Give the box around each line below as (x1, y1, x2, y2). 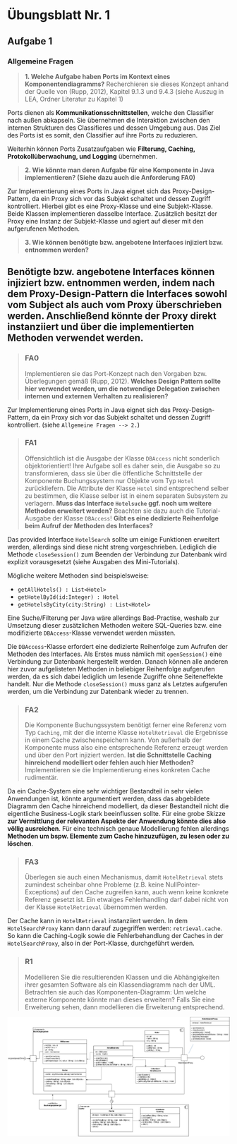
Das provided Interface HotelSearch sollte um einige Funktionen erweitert (7, 535, 220, 543)
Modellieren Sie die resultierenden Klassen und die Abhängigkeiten (24, 973, 220, 981)
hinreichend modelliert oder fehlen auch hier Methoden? (24, 758, 195, 767)
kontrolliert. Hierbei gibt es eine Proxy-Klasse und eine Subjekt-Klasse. (7, 202, 213, 210)
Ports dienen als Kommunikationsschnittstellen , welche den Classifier (7, 108, 214, 116)
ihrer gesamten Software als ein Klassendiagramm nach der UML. (24, 980, 216, 989)
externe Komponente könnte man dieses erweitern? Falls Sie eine (24, 995, 215, 1004)
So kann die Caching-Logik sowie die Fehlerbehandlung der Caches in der (7, 932, 224, 940)
